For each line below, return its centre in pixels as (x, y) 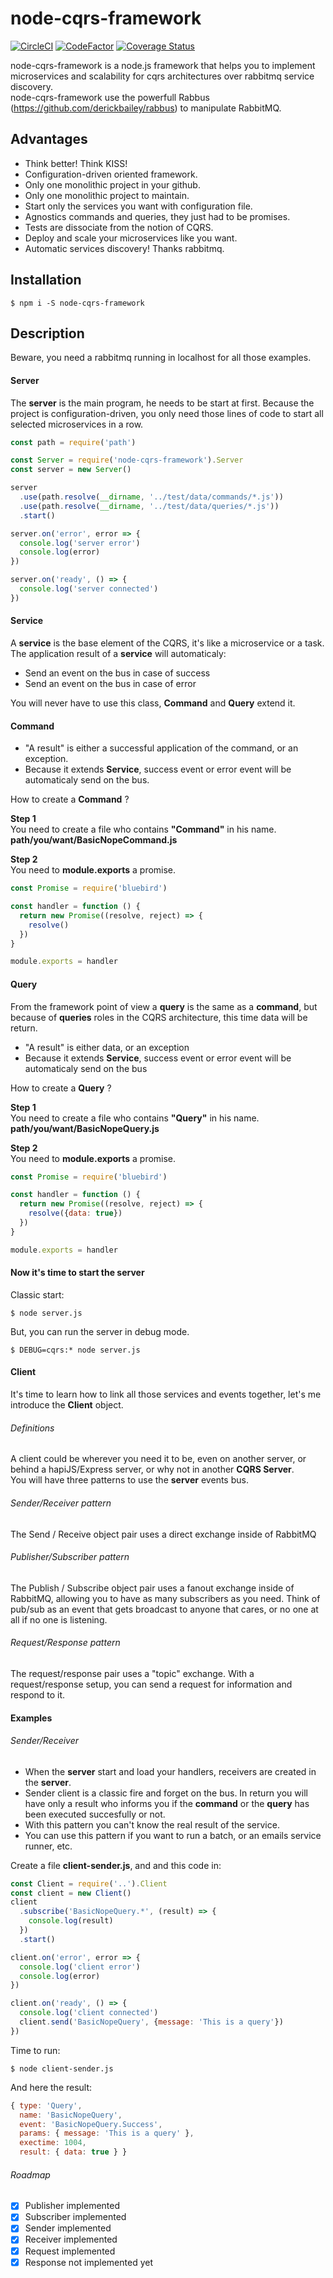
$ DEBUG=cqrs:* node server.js (75, 1350)
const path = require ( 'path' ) (73, 442)
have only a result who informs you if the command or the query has (167, 1803)
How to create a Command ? (70, 799)
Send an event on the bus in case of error (110, 684)
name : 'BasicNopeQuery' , (71, 2115)
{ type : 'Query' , (46, 2105)
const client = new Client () (71, 1893)
